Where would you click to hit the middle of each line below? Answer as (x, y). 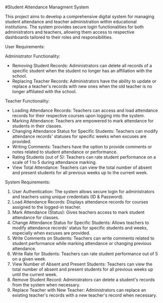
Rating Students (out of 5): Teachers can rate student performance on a (84, 157)
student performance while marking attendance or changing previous (82, 243)
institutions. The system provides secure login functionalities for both (74, 27)
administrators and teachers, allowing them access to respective (70, 32)
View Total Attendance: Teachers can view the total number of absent (82, 167)
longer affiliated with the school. (44, 91)
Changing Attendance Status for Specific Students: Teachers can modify (85, 131)
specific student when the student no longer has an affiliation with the (82, 71)
